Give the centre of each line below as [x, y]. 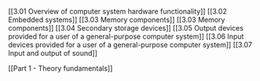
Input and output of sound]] [53, 53]
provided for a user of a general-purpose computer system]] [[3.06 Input [126, 36]
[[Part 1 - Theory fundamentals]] [60, 68]
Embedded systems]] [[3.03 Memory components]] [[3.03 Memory [117, 20]
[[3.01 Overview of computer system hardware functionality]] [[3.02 [118, 11]
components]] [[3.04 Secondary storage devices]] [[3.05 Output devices [126, 28]
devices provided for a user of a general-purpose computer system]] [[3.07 [130, 45]
